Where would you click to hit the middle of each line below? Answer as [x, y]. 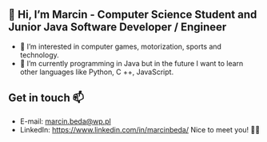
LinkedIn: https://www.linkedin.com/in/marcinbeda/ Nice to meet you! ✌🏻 [140, 129]
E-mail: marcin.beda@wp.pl [66, 121]
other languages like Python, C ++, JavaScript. [97, 72]
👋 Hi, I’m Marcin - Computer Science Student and [133, 15]
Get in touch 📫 [46, 98]
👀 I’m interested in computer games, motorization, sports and [121, 46]
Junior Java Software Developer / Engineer [118, 28]
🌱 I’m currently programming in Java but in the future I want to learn [132, 63]
